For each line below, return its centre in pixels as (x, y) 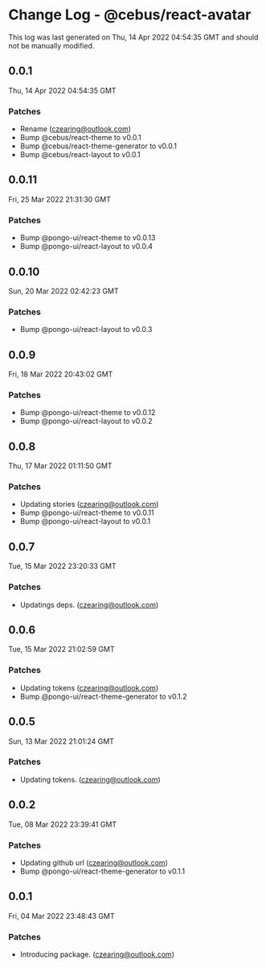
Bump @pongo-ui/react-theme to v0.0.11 (87, 513)
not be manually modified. (51, 45)
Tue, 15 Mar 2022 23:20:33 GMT (62, 567)
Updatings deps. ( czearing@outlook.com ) (89, 604)
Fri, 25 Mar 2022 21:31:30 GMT (59, 199)
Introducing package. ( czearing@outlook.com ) (97, 955)
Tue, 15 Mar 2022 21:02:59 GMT (61, 650)
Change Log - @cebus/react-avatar (130, 15)
